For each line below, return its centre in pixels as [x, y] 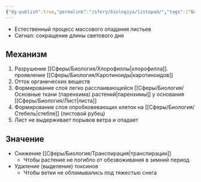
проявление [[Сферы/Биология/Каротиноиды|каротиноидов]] [94, 75]
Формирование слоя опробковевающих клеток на [79, 107]
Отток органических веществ [52, 81]
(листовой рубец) [83, 114]
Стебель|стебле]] [37, 114]
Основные [28, 95]
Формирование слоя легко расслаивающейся [73, 88]
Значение [25, 139]
